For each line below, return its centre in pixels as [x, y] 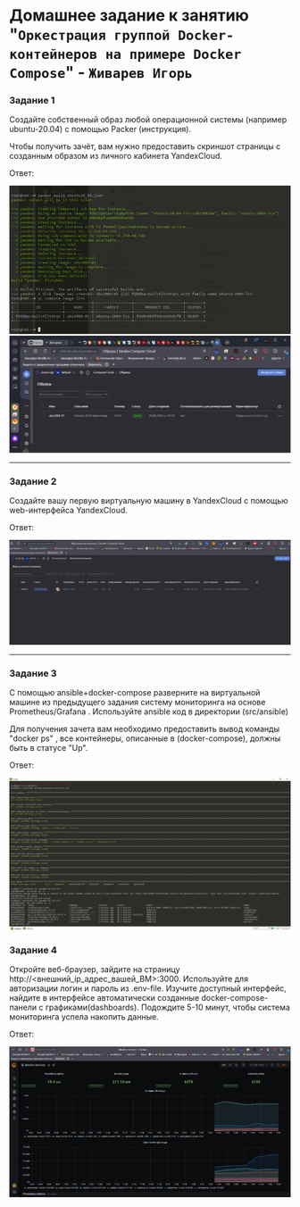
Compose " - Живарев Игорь [101, 73]
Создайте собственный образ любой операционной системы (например [148, 120]
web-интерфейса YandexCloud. [68, 511]
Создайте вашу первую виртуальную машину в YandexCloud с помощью [149, 501]
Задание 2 [33, 481]
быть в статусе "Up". [49, 748]
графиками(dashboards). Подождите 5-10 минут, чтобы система [167, 1007]
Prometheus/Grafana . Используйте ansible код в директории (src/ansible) [149, 712]
